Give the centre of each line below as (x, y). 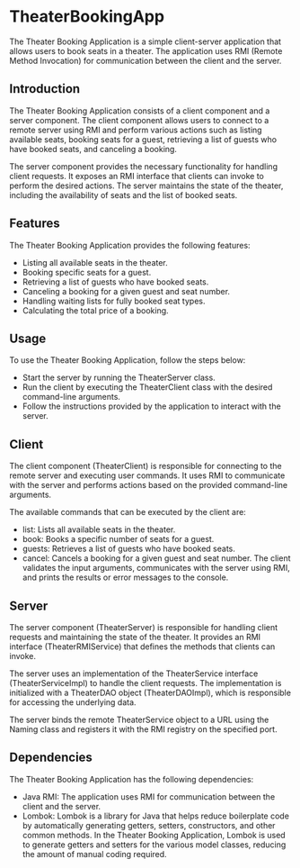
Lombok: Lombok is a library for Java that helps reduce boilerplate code (156, 816)
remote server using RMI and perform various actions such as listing (136, 130)
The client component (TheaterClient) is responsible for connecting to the (146, 466)
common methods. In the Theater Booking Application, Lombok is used (154, 835)
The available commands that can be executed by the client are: (128, 512)
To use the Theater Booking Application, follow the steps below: (128, 360)
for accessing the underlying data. (73, 702)
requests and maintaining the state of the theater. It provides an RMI (135, 637)
